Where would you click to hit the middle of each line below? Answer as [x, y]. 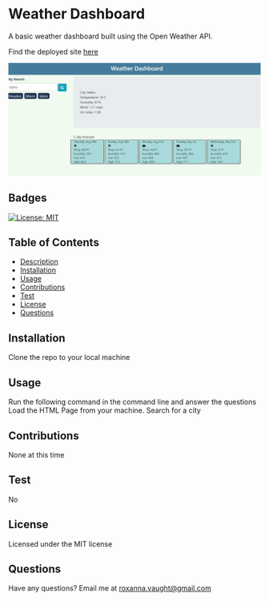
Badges [28, 198]
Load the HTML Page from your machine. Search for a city [105, 410]
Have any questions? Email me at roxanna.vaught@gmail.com [110, 588]
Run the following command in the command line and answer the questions [132, 402]
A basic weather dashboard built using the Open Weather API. [110, 36]
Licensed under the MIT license [60, 544]
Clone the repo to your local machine [69, 357]
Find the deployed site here [53, 51]
